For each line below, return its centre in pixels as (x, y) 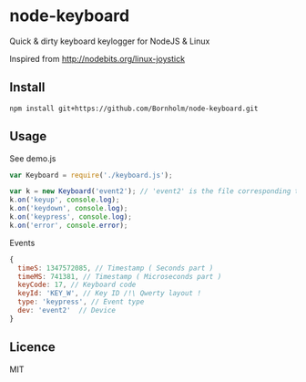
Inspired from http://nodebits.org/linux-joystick (97, 58)
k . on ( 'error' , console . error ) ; (69, 225)
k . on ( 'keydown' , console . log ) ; (69, 209)
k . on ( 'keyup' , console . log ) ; (65, 200)
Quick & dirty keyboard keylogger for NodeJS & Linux (110, 41)
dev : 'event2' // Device (67, 311)
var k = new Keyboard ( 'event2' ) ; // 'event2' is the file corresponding (150, 191)
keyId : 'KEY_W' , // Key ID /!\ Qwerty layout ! (110, 294)
